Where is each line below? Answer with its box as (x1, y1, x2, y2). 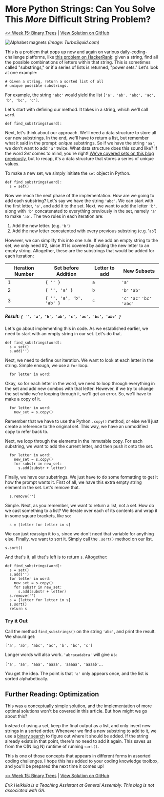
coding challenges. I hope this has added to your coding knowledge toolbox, (5, 758, 159, 764)
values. (5, 161, 20, 166)
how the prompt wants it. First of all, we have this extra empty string (5, 479, 142, 485)
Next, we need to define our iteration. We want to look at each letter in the (5, 357, 154, 363)
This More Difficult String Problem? (5, 14, 151, 25)
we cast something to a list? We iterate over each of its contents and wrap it (5, 508, 158, 513)
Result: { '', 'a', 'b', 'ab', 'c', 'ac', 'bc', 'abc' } (5, 313, 122, 319)
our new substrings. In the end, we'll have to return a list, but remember (5, 135, 149, 141)
